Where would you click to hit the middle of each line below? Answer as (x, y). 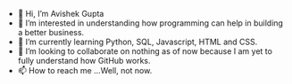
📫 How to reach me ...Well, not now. (85, 70)
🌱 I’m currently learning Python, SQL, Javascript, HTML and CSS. (138, 42)
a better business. (51, 32)
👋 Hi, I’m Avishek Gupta (61, 14)
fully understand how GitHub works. (84, 61)
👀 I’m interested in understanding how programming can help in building (150, 23)
